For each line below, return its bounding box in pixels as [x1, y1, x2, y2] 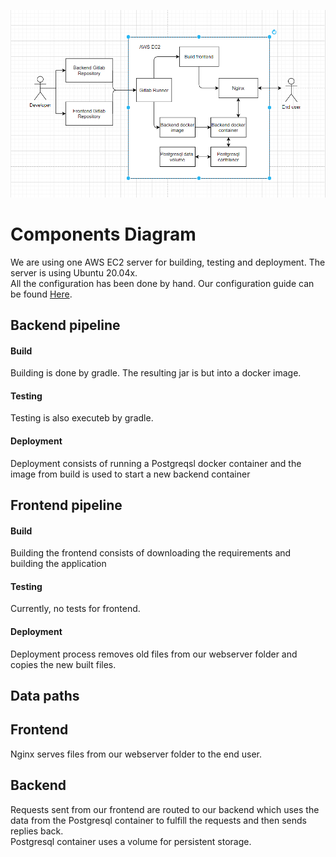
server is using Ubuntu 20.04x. [10, 266, 138, 279]
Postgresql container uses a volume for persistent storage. [10, 835, 252, 847]
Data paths [10, 688, 80, 705]
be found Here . [10, 288, 73, 300]
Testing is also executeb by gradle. [10, 412, 154, 424]
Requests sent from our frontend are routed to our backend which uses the [10, 803, 320, 815]
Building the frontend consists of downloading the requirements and [10, 547, 292, 559]
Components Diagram [10, 223, 197, 245]
